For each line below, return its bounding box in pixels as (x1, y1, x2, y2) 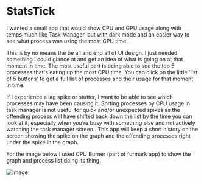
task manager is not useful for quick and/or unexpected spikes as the (6, 106, 181, 113)
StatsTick (6, 4, 55, 18)
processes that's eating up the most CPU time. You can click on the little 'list (6, 68, 198, 75)
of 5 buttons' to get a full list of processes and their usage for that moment (6, 75, 194, 82)
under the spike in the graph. (6, 138, 79, 145)
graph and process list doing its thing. (6, 156, 102, 164)
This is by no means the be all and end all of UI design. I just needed (6, 49, 178, 56)
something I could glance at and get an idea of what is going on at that (6, 55, 183, 63)
